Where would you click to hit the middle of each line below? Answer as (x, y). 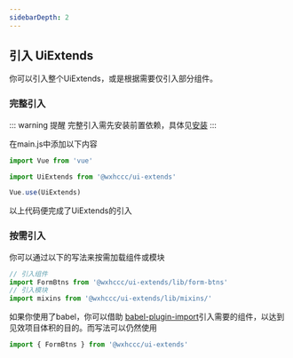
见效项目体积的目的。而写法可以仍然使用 (83, 328)
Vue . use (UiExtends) (45, 193)
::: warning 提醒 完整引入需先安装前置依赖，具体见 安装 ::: (113, 124)
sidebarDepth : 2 (39, 17)
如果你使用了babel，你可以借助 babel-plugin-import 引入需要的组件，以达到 (147, 317)
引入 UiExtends (51, 56)
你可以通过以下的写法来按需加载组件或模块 (87, 257)
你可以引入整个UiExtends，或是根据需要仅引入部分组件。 (113, 79)
